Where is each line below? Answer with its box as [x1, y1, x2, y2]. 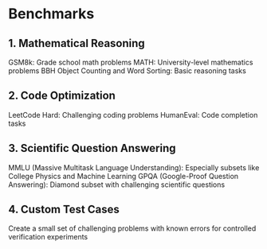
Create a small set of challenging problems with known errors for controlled [8, 224, 257, 233]
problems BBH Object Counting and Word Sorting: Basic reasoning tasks [8, 66, 247, 76]
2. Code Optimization [8, 89, 116, 103]
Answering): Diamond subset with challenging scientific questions [8, 180, 226, 189]
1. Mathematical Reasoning [8, 37, 145, 50]
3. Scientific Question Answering [8, 142, 176, 155]
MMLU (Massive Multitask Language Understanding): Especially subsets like [8, 162, 260, 172]
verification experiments [8, 232, 88, 242]
